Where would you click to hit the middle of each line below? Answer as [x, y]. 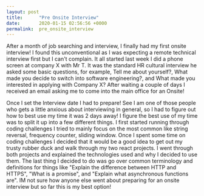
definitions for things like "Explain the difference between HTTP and [91, 167]
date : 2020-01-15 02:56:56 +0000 [57, 23]
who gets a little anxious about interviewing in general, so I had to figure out [101, 109]
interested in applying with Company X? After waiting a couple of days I [96, 85]
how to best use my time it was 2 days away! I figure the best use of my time [102, 116]
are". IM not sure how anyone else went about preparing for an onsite [93, 180]
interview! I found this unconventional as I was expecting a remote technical [101, 53]
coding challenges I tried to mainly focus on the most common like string [97, 129]
